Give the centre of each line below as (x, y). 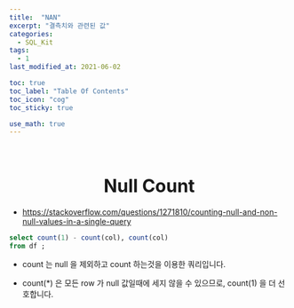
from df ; (28, 246)
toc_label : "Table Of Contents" (69, 91)
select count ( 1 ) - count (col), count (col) (89, 238)
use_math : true (37, 124)
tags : (19, 51)
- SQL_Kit (35, 42)
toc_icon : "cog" (39, 99)
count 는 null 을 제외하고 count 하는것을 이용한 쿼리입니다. (124, 264)
